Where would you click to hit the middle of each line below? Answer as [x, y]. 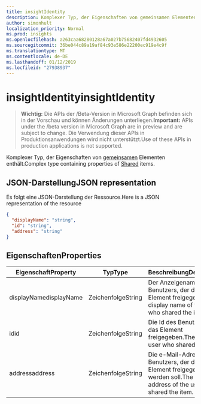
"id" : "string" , [32, 226]
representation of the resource [44, 204]
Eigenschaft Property [46, 273]
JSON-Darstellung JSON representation [81, 183]
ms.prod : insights [29, 34]
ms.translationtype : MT [36, 51]
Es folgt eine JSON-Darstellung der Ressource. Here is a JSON [83, 197]
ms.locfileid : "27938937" [38, 68]
